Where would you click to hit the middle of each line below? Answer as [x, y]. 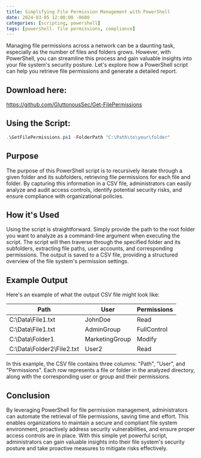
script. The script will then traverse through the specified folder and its [94, 242]
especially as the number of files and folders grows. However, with [88, 52]
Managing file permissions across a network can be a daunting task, [91, 46]
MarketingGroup [108, 339]
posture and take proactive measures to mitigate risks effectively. [87, 448]
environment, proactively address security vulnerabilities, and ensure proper [100, 429]
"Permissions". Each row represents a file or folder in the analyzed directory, [100, 370]
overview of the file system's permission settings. [67, 261]
